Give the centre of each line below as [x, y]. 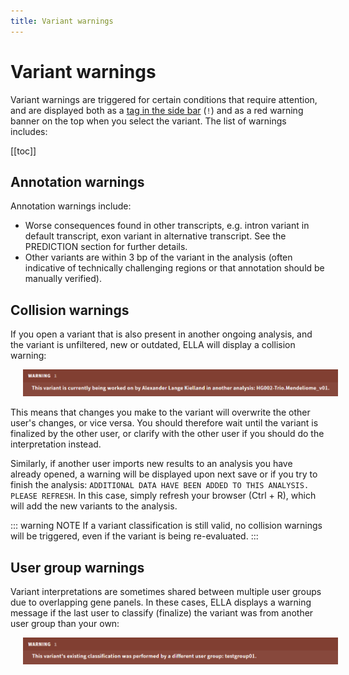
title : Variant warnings [62, 21]
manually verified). [63, 279]
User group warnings [77, 567]
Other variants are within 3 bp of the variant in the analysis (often [158, 257]
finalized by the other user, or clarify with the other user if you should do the [167, 434]
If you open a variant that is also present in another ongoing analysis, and [161, 334]
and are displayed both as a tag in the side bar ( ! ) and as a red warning [157, 110]
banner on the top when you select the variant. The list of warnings [148, 121]
